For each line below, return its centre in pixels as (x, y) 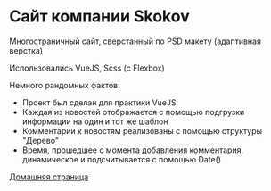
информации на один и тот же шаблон (95, 121)
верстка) (26, 50)
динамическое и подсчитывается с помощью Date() (121, 159)
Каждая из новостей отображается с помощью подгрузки (133, 112)
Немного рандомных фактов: (65, 85)
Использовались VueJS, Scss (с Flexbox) (87, 68)
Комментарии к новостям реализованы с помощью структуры (142, 130)
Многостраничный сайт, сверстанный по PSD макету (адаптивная (135, 41)
